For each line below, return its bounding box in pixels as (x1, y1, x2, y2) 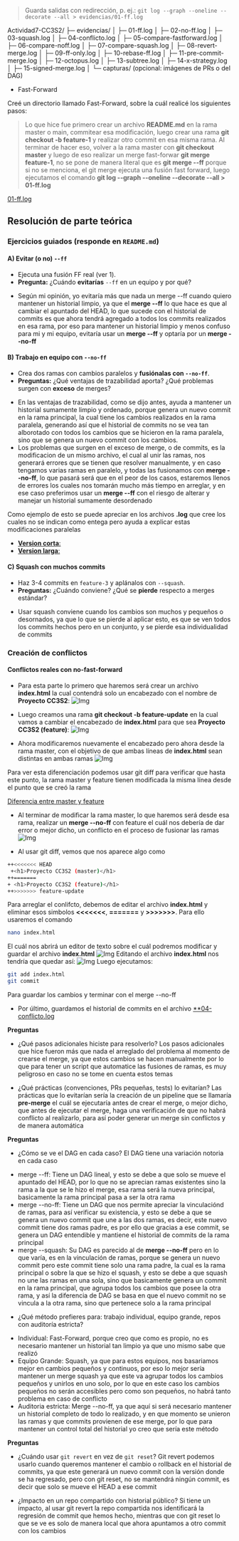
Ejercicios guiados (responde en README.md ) (7, 236, 159, 246)
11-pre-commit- (179, 49, 224, 57)
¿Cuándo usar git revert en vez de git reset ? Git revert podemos (17, 1452, 215, 1461)
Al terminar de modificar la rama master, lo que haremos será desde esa (17, 811, 230, 819)
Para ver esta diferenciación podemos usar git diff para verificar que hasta (7, 768, 226, 777)
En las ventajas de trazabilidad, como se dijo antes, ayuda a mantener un (17, 398, 232, 406)
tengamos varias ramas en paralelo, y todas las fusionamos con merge (17, 466, 226, 474)
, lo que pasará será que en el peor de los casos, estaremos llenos (36, 473, 231, 482)
